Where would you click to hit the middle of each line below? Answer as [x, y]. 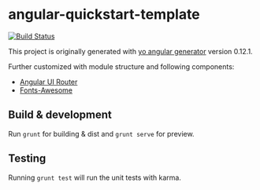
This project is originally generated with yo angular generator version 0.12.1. [131, 51]
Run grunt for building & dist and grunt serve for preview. [101, 133]
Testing [27, 159]
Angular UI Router [48, 82]
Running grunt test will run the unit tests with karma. [95, 177]
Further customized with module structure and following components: [121, 66]
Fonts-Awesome [46, 90]
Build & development [60, 115]
